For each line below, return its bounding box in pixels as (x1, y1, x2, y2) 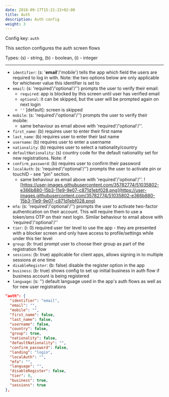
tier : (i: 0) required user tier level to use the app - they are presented (12, 225, 156, 231)
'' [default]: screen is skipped (20, 107, 83, 113)
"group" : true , (10, 331, 42, 336)
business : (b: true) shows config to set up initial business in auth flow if (12, 268, 160, 274)
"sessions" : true (10, 382, 46, 387)
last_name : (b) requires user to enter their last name (12, 134, 120, 140)
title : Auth (5, 12, 30, 17)
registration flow (12, 246, 47, 252)
